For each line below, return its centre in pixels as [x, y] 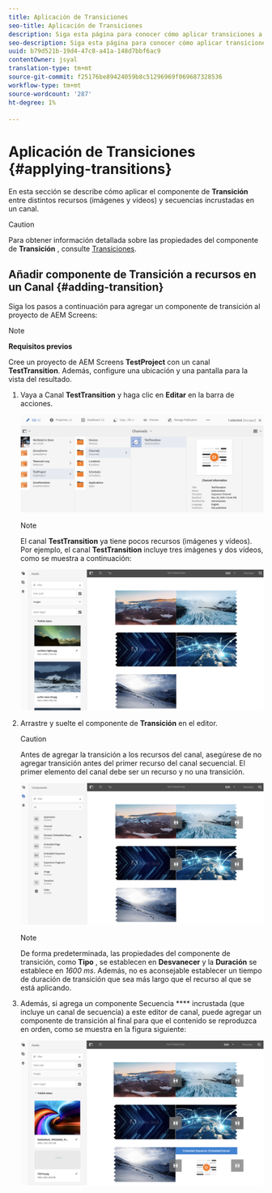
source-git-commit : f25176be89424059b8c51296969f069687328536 [115, 77]
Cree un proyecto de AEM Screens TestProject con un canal [109, 362]
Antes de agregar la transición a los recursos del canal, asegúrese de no [141, 754]
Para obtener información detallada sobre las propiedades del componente [134, 240]
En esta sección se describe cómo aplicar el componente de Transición [128, 192]
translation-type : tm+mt [50, 69]
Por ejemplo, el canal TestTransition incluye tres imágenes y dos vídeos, [142, 550]
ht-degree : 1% [32, 102]
